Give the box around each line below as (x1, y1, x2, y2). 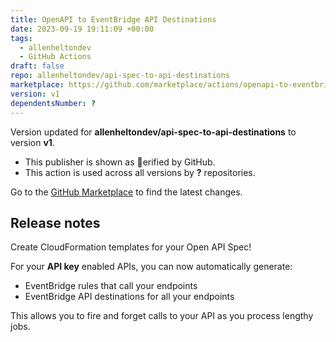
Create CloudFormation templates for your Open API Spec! (10, 241, 252, 253)
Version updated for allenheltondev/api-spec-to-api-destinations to (10, 126, 297, 138)
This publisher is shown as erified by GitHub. (24, 156, 216, 168)
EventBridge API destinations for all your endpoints (24, 291, 235, 303)
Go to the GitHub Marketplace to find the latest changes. (10, 186, 243, 198)
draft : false (10, 61, 65, 71)
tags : (10, 33, 33, 43)
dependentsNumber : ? (10, 98, 97, 108)
